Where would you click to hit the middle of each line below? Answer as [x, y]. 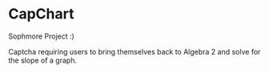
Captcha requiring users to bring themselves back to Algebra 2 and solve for [134, 51]
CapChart [41, 14]
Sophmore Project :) [41, 36]
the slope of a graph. [43, 60]
